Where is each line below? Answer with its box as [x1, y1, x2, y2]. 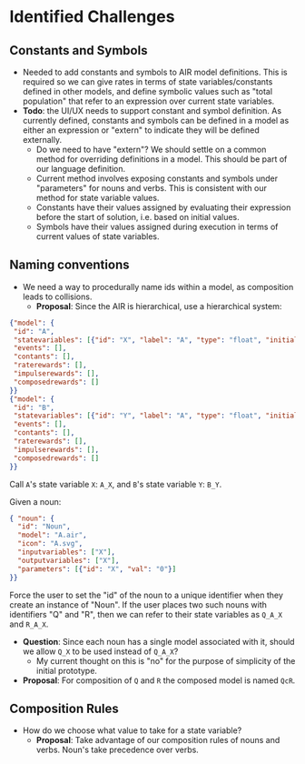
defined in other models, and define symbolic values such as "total [22, 86, 273, 96]
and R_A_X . [9, 618, 49, 629]
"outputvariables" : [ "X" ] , [17, 556, 120, 565]
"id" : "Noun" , [17, 522, 71, 531]
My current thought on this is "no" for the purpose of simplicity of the [35, 655, 296, 666]
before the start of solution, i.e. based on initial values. [35, 212, 240, 222]
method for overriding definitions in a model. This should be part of [35, 154, 288, 165]
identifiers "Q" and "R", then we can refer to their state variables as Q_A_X [9, 608, 283, 619]
